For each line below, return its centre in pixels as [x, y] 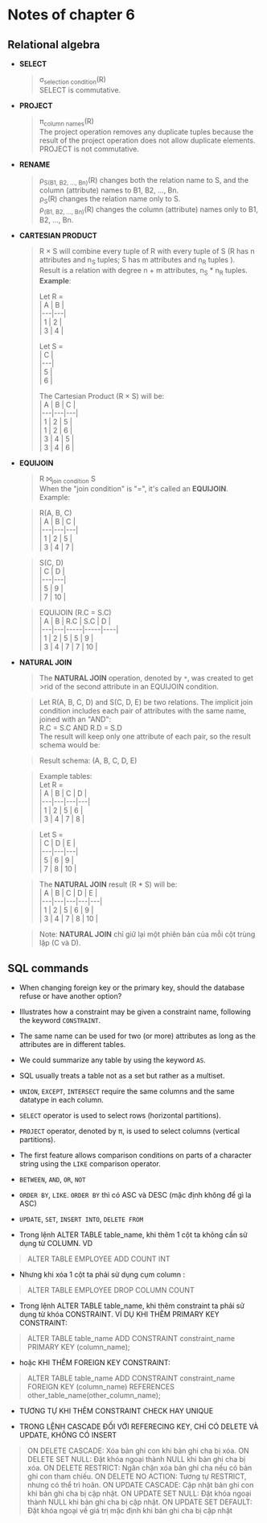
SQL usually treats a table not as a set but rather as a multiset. [122, 1076]
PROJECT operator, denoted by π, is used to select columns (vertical [129, 1131]
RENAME [35, 164]
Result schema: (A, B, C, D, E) [88, 761]
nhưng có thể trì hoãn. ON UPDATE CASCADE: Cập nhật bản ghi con [140, 1485]
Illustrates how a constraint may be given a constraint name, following [135, 1012]
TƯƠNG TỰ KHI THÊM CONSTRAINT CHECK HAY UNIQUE [116, 1411]
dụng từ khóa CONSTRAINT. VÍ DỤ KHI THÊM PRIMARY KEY [119, 1314]
